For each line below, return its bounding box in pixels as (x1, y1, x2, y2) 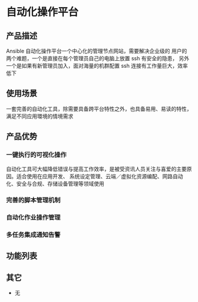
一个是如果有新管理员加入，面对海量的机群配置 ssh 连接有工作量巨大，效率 (6, 63, 188, 69)
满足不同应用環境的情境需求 (6, 113, 74, 120)
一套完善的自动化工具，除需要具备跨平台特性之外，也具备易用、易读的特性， (6, 105, 192, 112)
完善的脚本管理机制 (6, 196, 61, 204)
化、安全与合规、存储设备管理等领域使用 (6, 180, 104, 187)
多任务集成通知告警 (6, 231, 61, 239)
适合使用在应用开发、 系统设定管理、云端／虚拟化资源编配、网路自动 (16, 172, 183, 180)
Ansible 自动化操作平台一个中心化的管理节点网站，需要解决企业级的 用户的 (6, 48, 187, 54)
